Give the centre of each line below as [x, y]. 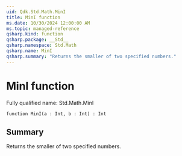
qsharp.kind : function [35, 34]
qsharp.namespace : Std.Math [42, 46]
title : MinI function [33, 17]
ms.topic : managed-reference [43, 28]
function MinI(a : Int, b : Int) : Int [56, 114]
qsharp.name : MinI [29, 51]
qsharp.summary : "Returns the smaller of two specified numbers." [91, 56]
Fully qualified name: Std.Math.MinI [50, 103]
